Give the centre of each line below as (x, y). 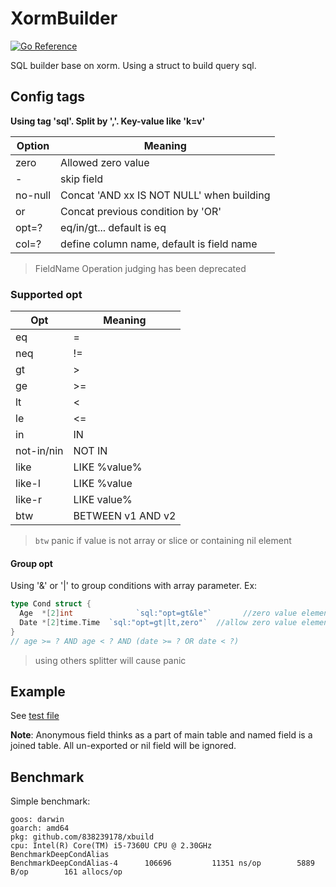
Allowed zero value (105, 162)
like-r (28, 500)
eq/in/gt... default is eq (113, 227)
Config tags (47, 97)
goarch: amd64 (40, 828)
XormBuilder (64, 18)
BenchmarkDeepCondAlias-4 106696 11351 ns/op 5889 (162, 863)
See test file (35, 716)
